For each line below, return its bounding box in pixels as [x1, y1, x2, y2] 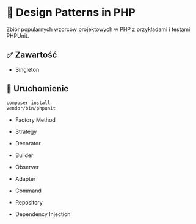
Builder [15, 152, 34, 159]
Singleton [15, 66, 40, 73]
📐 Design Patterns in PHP [6, 5, 136, 19]
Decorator [15, 140, 41, 147]
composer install [6, 100, 51, 106]
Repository [15, 199, 43, 206]
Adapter [15, 175, 36, 183]
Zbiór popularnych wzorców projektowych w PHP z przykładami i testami [6, 26, 191, 33]
